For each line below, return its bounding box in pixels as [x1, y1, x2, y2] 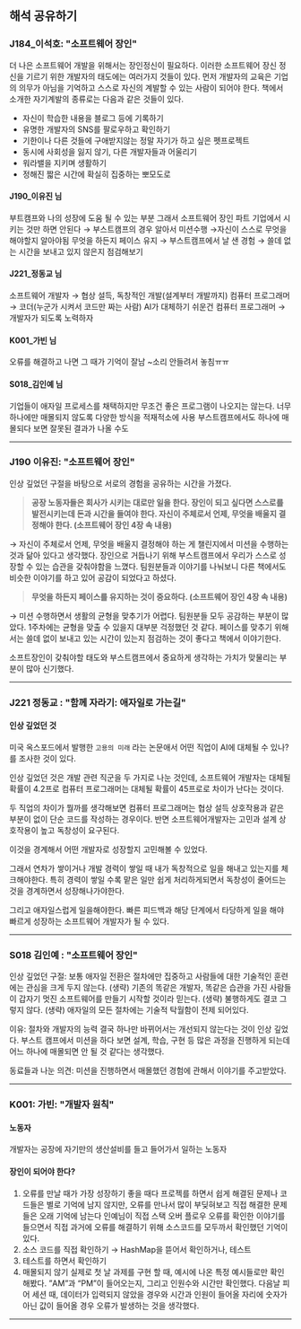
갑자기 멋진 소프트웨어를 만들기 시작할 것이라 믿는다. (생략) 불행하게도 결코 [18, 993, 278, 1004]
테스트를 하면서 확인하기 [21, 1255, 107, 1266]
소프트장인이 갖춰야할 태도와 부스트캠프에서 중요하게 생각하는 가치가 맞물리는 [9, 652, 278, 663]
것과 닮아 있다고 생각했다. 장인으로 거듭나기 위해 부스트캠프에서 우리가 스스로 [9, 550, 278, 560]
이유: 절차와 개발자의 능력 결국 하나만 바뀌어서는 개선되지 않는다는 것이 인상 [9, 1024, 272, 1034]
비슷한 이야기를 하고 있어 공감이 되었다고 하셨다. [9, 572, 177, 583]
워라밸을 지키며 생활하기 [21, 157, 107, 168]
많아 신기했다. [25, 663, 74, 673]
